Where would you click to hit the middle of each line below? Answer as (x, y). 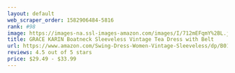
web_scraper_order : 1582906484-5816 (60, 20)
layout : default (31, 14)
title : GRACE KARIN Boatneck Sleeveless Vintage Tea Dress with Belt (111, 40)
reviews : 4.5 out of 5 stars (50, 53)
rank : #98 (22, 26)
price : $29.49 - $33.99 (42, 59)
